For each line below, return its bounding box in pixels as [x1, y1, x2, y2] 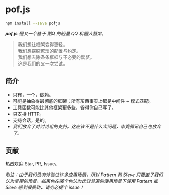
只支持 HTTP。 [12, 111, 45, 117]
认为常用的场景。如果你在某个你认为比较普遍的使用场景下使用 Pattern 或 [5, 178, 158, 184]
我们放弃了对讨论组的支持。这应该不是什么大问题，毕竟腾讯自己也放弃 [12, 123, 161, 129]
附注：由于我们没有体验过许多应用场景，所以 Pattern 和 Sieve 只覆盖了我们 [5, 171, 163, 178]
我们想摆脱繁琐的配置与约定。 [17, 48, 81, 54]
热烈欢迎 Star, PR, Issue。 [5, 161, 60, 167]
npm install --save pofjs [5, 20, 60, 26]
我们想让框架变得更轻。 [17, 41, 68, 47]
